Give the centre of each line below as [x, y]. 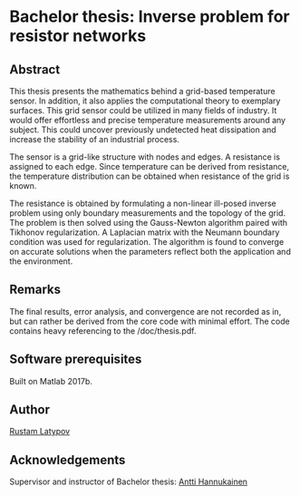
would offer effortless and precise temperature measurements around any [148, 120]
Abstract [35, 69]
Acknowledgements [68, 460]
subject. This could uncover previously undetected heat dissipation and [143, 130]
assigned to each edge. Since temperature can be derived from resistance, [150, 166]
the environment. [41, 261]
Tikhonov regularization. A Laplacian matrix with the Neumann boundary [145, 232]
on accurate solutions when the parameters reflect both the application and [150, 252]
